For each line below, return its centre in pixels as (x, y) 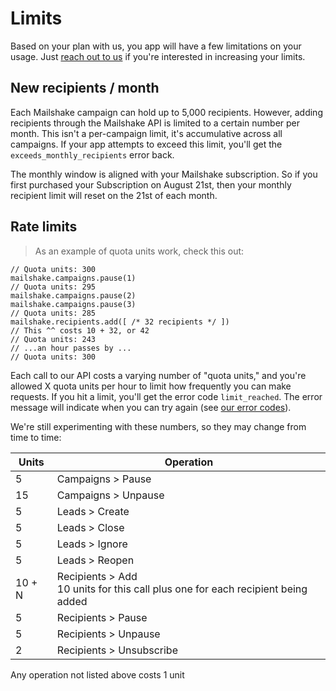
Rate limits (44, 227)
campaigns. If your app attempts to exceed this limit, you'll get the (146, 144)
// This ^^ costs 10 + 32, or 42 (80, 330)
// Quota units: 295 (53, 287)
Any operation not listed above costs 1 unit (97, 674)
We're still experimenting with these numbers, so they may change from (158, 426)
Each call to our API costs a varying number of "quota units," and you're (158, 375)
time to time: (36, 437)
